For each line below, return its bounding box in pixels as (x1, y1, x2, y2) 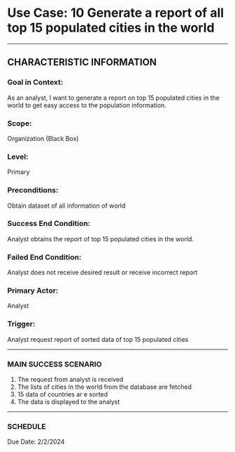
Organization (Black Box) (7, 134, 79, 142)
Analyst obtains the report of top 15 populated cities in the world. (7, 234, 194, 243)
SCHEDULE (7, 421, 46, 431)
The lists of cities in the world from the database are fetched (17, 383, 192, 391)
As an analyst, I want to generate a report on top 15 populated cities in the (7, 93, 220, 102)
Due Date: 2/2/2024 (7, 437, 65, 446)
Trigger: (7, 319, 36, 329)
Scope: (7, 118, 32, 128)
